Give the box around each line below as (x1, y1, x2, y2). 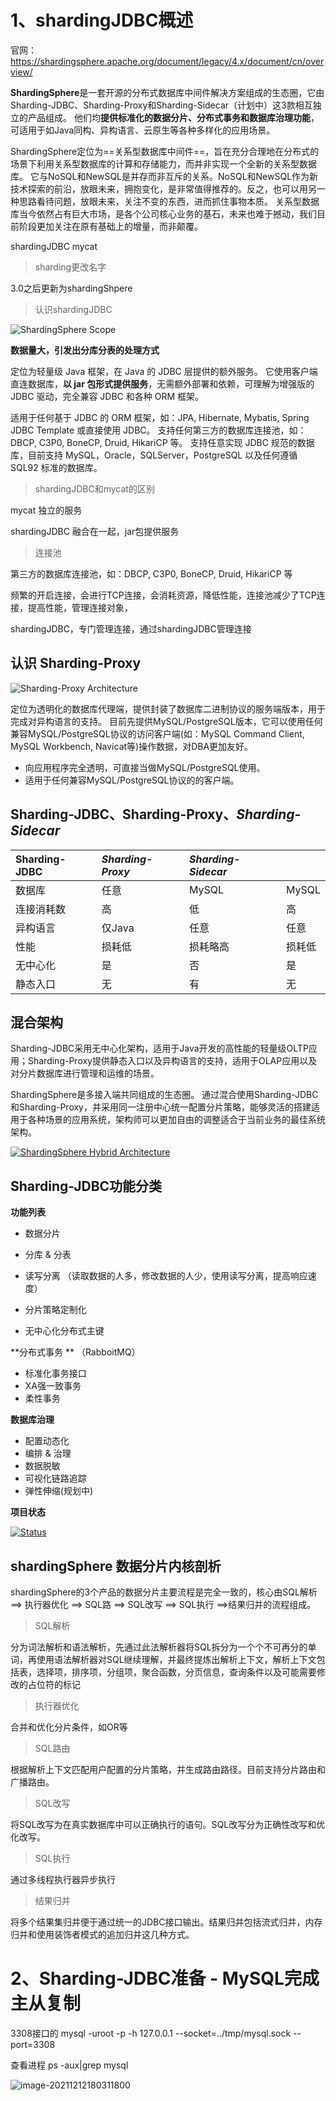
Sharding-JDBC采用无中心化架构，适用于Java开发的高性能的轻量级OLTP (10, 1042, 309, 1055)
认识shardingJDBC (34, 303, 113, 315)
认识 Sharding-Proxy (10, 655, 142, 672)
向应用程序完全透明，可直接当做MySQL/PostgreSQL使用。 (24, 761, 266, 773)
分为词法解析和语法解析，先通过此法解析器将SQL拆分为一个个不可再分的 (10, 1641, 308, 1653)
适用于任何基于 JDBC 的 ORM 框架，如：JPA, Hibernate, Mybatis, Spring (10, 411, 310, 423)
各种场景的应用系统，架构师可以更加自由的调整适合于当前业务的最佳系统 (27, 1114, 326, 1126)
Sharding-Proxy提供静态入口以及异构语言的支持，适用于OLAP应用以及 (27, 1055, 318, 1067)
